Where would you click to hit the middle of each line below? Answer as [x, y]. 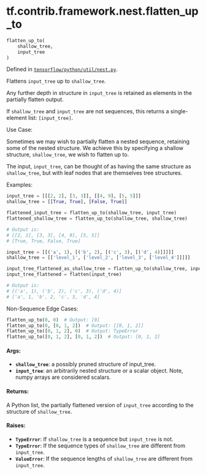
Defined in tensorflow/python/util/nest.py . [62, 69]
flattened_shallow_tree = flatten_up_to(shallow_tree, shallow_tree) [97, 219]
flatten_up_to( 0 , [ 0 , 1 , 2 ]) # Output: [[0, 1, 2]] [75, 326]
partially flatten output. [35, 100]
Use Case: [19, 130]
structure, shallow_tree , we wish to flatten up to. [68, 155]
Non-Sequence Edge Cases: [42, 309]
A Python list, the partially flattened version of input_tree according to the [100, 405]
